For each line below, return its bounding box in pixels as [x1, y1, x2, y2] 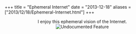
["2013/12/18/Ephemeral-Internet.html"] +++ [4, 9, 95, 15]
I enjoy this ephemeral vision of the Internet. [37, 19, 127, 24]
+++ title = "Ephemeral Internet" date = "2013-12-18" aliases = [4, 4, 132, 10]
